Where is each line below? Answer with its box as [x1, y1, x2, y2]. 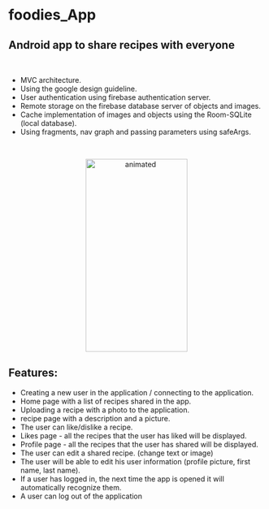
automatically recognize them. [20, 482, 122, 492]
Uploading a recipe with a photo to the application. [20, 404, 190, 415]
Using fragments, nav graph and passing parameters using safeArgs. [20, 127, 252, 136]
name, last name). [20, 465, 81, 475]
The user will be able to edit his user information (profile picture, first [20, 456, 250, 466]
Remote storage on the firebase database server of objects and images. [20, 101, 262, 110]
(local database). [20, 119, 77, 127]
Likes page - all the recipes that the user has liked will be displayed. [20, 430, 247, 440]
